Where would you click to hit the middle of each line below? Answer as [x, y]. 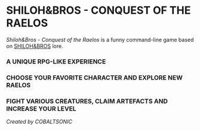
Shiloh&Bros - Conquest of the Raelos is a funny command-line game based [100, 39]
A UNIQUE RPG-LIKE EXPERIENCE [56, 62]
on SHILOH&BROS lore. [35, 46]
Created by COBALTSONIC [39, 122]
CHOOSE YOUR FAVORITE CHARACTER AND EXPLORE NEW [95, 77]
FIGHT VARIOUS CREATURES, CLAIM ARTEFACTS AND [87, 101]
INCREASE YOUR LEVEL [41, 108]
